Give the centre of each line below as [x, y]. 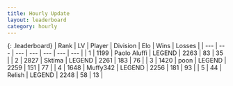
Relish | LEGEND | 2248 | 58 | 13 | [55, 75]
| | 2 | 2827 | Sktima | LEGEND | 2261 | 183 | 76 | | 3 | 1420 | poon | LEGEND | [117, 61]
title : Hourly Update [39, 13]
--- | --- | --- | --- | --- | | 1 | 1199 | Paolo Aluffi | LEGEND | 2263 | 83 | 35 [119, 53]
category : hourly [32, 26]
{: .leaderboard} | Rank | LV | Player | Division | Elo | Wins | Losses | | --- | [112, 46]
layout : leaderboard [37, 20]
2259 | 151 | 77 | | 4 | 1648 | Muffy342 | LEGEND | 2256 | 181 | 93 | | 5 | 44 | [115, 68]
